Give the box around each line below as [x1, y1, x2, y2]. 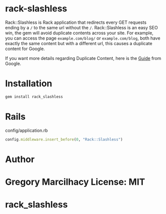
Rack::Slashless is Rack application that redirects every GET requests [5, 19, 147, 25]
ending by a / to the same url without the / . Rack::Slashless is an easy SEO [5, 24, 158, 30]
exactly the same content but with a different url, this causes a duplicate [5, 40, 153, 46]
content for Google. [5, 46, 45, 52]
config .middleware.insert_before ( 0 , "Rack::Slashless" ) [5, 137, 123, 142]
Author [5, 154, 35, 165]
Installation [5, 78, 53, 89]
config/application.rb [5, 127, 48, 133]
